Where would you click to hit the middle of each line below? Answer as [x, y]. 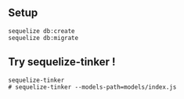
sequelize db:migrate [43, 38]
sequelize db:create [42, 31]
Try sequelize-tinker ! [62, 62]
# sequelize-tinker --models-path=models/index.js [92, 87]
